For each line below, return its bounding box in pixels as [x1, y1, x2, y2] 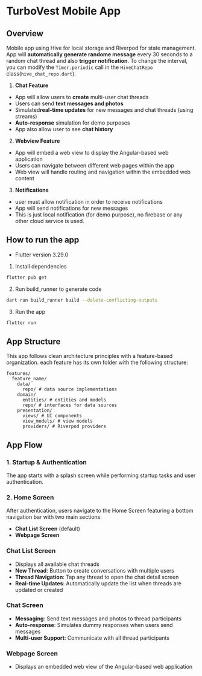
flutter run [6, 319, 36, 326]
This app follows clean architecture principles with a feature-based [6, 353, 173, 360]
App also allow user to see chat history [14, 126, 113, 132]
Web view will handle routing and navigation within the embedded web [14, 168, 191, 175]
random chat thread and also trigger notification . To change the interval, [6, 57, 188, 64]
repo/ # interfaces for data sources [22, 402, 118, 409]
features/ [6, 371, 31, 377]
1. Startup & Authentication [6, 458, 87, 466]
